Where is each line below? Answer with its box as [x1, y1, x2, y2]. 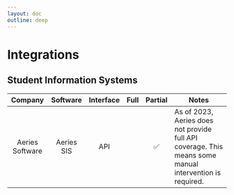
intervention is [173, 168, 221, 178]
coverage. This [173, 141, 224, 151]
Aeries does [173, 116, 214, 125]
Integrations [7, 47, 80, 63]
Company [10, 95, 44, 104]
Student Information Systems [7, 75, 138, 86]
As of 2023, [173, 107, 214, 116]
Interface [88, 95, 120, 104]
